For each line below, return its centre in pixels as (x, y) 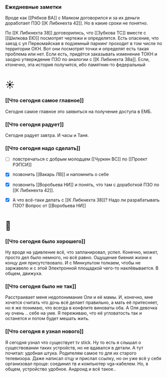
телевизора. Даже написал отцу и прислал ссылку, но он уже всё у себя (83, 358)
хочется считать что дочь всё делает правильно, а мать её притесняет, (82, 302)
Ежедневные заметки (33, 7)
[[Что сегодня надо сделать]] (43, 148)
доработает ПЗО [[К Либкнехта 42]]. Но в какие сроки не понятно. (77, 23)
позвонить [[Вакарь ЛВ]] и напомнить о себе (60, 174)
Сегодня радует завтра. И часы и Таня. (47, 135)
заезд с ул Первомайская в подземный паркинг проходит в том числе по (84, 43)
